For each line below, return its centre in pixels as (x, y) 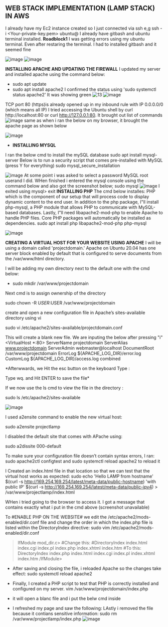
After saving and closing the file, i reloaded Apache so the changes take (87, 568)
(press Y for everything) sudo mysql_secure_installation (63, 166)
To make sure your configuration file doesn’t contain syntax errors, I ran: (80, 455)
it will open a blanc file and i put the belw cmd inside (67, 598)
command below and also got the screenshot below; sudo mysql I (82, 186)
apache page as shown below (36, 125)
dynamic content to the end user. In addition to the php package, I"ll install (82, 202)
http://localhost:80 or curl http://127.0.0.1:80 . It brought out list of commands (84, 115)
